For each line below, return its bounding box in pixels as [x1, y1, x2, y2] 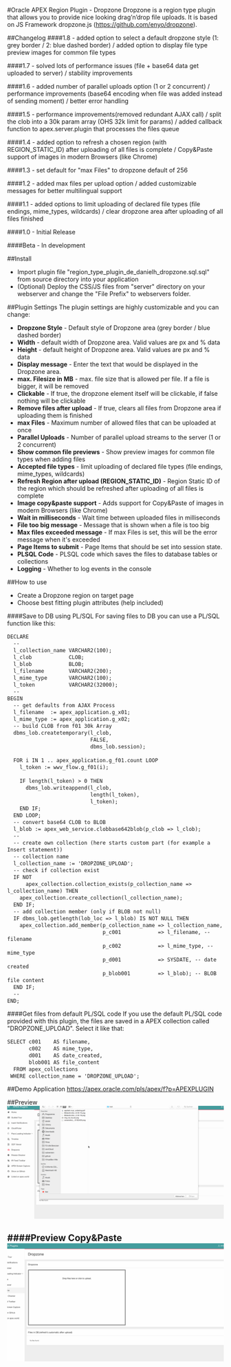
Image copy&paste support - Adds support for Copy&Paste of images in [16, 499, 224, 507]
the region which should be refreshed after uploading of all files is [16, 485, 204, 492]
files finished [7, 214, 44, 223]
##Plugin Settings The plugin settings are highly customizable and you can [7, 303, 219, 311]
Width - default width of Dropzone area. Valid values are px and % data [16, 338, 221, 346]
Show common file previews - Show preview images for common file [16, 448, 215, 456]
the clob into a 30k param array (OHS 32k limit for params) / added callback [7, 118, 222, 126]
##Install [7, 254, 32, 263]
